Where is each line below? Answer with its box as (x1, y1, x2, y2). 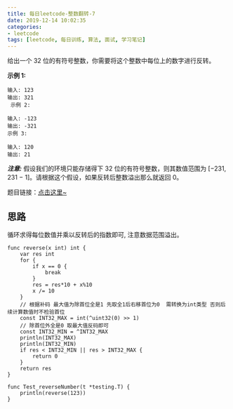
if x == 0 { (32, 262, 68, 270)
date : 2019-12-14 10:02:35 (7, 17, 86, 24)
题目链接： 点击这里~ (7, 188, 67, 196)
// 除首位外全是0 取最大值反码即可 (20, 322, 109, 329)
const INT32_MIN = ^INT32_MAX (20, 328, 109, 335)
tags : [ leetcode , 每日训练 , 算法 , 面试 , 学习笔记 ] (7, 36, 146, 43)
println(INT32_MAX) (20, 334, 77, 341)
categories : (7, 23, 42, 30)
